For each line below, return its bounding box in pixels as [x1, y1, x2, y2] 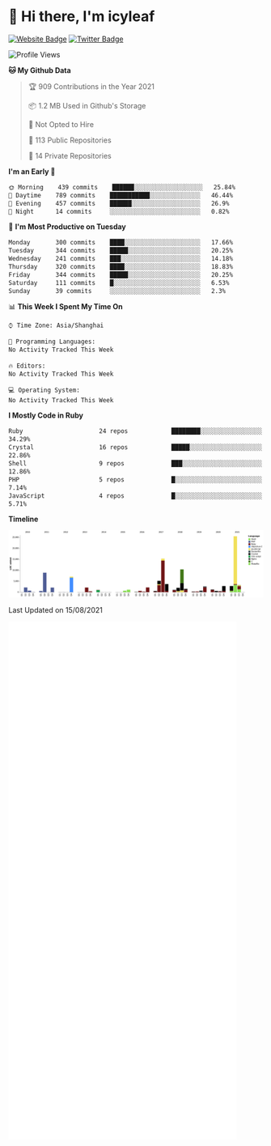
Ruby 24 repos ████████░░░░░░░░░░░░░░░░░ [8, 427, 263, 435]
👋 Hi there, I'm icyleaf [8, 7, 155, 26]
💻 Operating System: [8, 386, 81, 394]
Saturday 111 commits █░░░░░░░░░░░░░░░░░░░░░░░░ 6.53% [8, 278, 230, 286]
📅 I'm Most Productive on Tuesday [8, 222, 127, 231]
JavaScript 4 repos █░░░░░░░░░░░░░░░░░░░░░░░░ [8, 491, 263, 500]
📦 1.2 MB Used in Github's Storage [28, 100, 146, 110]
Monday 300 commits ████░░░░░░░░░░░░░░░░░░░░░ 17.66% [8, 238, 233, 246]
